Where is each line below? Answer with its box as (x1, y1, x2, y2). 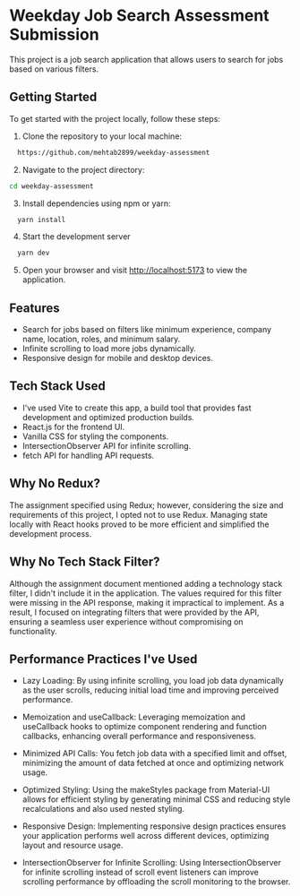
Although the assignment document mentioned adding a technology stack (9, 578, 283, 589)
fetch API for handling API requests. (21, 450, 155, 461)
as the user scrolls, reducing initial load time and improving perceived (21, 685, 279, 695)
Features (9, 300, 60, 315)
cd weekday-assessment (9, 181, 94, 191)
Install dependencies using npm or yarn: (21, 198, 172, 209)
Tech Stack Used (9, 378, 106, 394)
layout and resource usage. (21, 840, 124, 851)
